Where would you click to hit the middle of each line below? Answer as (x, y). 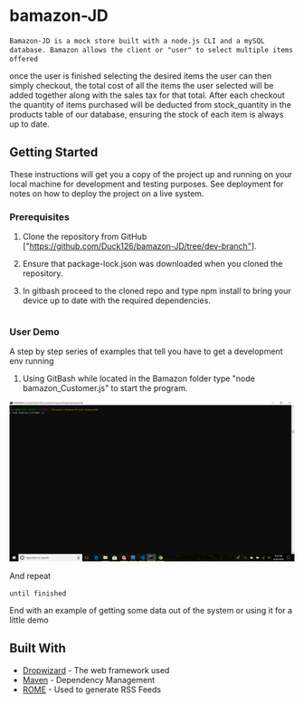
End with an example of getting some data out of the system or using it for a (151, 610)
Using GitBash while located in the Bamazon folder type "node (138, 379)
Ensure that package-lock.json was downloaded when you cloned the (152, 264)
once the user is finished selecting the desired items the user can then (141, 76)
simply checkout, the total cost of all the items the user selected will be (142, 85)
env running (32, 361)
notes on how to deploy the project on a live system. (107, 193)
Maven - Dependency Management (89, 680)
